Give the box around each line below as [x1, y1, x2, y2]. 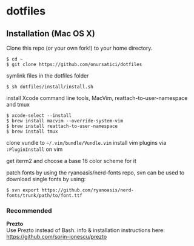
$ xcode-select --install [6, 113, 72, 119]
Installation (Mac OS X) [6, 28, 95, 39]
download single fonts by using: [6, 176, 86, 182]
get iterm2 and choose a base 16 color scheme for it [6, 158, 136, 164]
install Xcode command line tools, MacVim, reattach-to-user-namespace [6, 95, 188, 101]
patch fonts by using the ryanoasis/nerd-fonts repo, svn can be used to [6, 169, 185, 176]
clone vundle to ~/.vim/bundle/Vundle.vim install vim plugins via [6, 139, 167, 146]
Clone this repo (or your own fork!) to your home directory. [6, 44, 153, 52]
